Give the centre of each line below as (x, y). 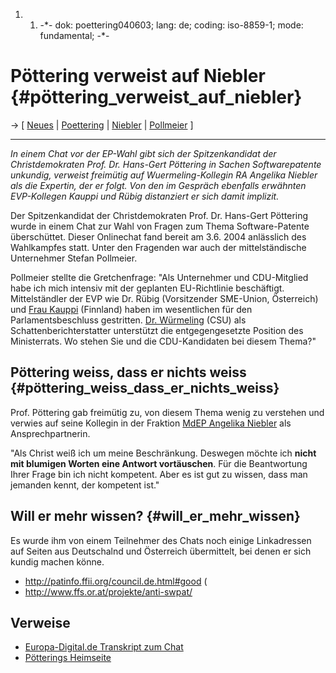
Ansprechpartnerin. (50, 433)
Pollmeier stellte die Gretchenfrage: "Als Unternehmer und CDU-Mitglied (159, 277)
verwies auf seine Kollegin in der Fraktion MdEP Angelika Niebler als (151, 423)
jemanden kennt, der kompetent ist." (85, 485)
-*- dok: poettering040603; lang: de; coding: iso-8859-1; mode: (171, 25)
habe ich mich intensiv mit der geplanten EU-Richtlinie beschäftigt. (147, 288)
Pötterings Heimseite (68, 658)
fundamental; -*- (74, 35)
